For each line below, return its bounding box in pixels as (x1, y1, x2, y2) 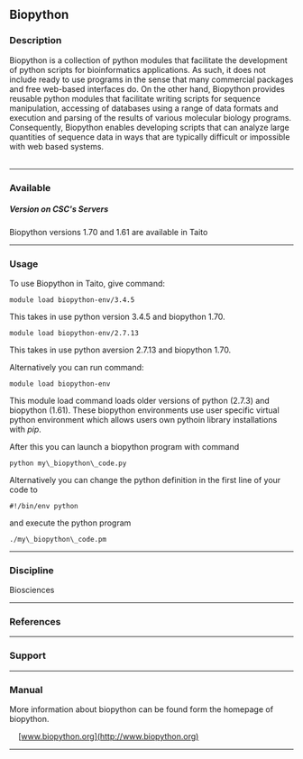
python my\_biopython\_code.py (9, 459, 127, 468)
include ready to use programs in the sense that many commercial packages (9, 74, 294, 85)
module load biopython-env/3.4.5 (9, 295, 135, 305)
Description (9, 34, 62, 47)
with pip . (9, 424, 42, 434)
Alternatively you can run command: (9, 361, 144, 372)
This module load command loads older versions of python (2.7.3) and (9, 395, 271, 406)
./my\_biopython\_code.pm (9, 535, 106, 544)
